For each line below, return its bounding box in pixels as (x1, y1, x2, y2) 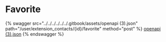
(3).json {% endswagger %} (5, 31, 64, 37)
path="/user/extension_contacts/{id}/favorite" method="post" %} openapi (5, 25, 161, 31)
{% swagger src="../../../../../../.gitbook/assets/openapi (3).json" (5, 20, 138, 26)
